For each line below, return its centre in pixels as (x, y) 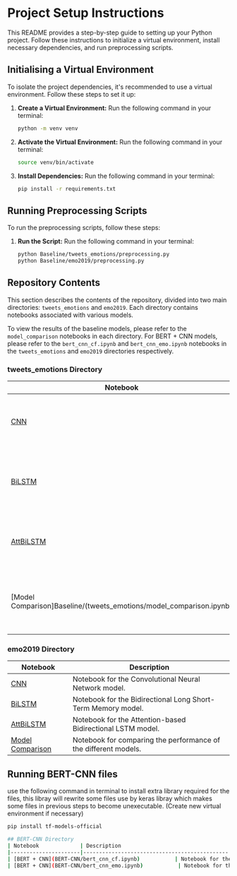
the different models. (107, 749)
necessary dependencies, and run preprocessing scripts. (91, 47)
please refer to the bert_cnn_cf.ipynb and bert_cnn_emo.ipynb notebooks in (117, 343)
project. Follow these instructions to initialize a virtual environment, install (114, 40)
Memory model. (117, 709)
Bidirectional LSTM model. (116, 728)
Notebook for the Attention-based (129, 720)
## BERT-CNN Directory (41, 839)
